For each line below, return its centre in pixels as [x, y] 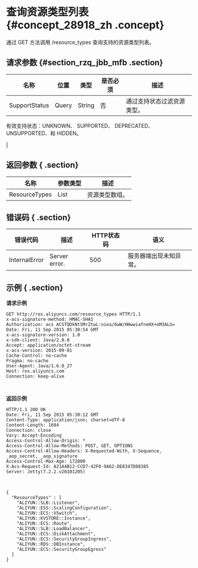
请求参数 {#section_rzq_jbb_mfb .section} [85, 63]
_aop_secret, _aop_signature [42, 456]
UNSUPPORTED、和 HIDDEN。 [44, 133]
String [86, 105]
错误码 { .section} [39, 217]
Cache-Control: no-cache [37, 356]
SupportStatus [29, 105]
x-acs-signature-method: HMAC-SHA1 [50, 319]
